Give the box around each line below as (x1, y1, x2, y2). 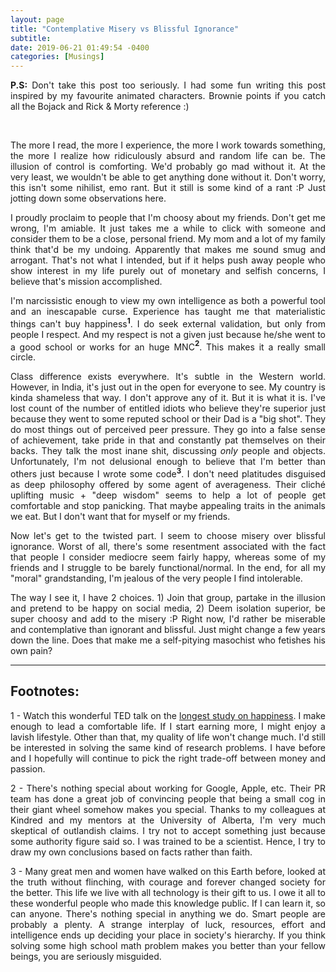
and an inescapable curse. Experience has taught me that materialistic (10, 306, 326, 318)
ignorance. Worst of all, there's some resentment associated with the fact (10, 541, 326, 553)
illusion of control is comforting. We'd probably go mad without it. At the (10, 161, 326, 173)
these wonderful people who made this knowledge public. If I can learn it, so (10, 897, 326, 909)
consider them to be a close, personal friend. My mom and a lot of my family (10, 233, 326, 245)
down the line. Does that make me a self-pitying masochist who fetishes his (10, 634, 326, 646)
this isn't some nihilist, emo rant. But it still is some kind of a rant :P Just (10, 182, 326, 194)
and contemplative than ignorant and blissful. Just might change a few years (10, 624, 326, 636)
